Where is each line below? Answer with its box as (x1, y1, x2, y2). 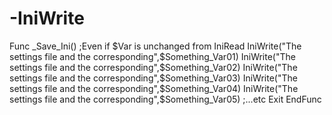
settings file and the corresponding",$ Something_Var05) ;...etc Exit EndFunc (9, 93, 322, 105)
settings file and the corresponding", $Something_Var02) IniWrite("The (9, 61, 298, 73)
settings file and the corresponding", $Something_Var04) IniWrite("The (9, 82, 299, 94)
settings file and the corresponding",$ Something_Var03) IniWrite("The (9, 72, 298, 84)
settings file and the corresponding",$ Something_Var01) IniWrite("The (9, 50, 296, 62)
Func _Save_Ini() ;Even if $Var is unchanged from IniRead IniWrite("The (9, 40, 302, 52)
